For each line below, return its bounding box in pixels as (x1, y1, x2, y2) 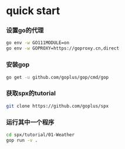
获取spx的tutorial (6, 90, 56, 98)
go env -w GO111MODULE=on (6, 40, 69, 46)
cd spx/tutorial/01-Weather (6, 131, 75, 138)
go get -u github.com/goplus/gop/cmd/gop (6, 74, 109, 80)
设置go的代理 (6, 27, 44, 35)
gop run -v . (6, 137, 38, 143)
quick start (6, 4, 60, 18)
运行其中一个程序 (6, 118, 55, 126)
